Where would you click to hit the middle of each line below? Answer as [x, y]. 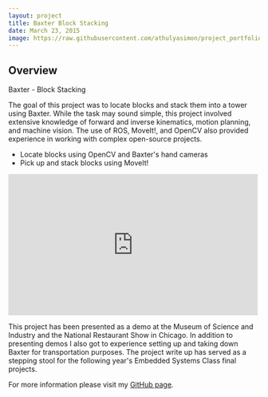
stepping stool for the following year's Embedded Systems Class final [122, 361]
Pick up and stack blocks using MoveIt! [84, 163]
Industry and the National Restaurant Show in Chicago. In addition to [121, 335]
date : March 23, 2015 [44, 30]
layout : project [35, 16]
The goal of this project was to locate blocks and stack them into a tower [128, 105]
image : [19, 38]
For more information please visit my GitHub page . [91, 385]
